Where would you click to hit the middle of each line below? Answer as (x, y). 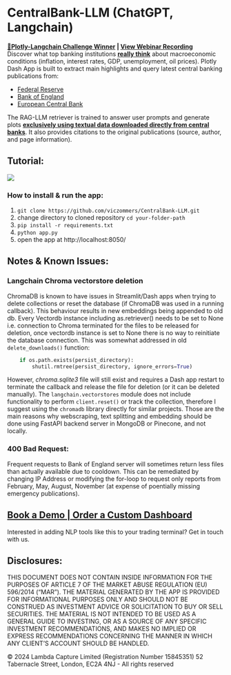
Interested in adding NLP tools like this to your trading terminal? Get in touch (115, 532)
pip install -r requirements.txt (65, 226)
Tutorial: (26, 161)
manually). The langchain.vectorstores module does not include (99, 394)
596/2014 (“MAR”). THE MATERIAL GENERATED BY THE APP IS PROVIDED (113, 592)
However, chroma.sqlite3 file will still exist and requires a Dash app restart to (116, 380)
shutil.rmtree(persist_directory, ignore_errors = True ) (112, 367)
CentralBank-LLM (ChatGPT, (90, 13)
